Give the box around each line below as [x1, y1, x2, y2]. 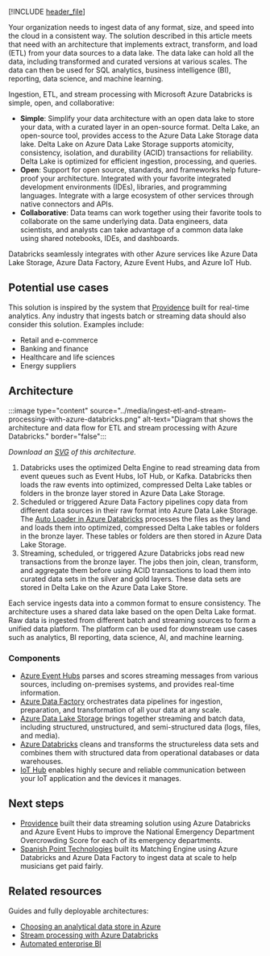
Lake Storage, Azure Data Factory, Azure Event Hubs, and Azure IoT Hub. [8, 258, 252, 267]
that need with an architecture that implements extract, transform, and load [8, 39, 258, 49]
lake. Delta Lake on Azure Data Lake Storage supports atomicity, [19, 139, 235, 148]
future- [237, 165, 262, 174]
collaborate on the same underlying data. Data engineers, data [19, 217, 228, 226]
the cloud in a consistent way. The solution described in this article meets [8, 31, 252, 40]
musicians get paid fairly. [19, 861, 104, 871]
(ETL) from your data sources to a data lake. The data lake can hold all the [8, 48, 254, 57]
